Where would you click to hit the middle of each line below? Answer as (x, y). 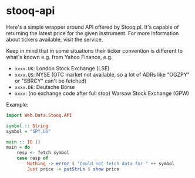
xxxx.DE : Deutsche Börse (45, 87)
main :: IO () (23, 142)
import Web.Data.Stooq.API (39, 115)
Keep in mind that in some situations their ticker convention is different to (95, 50)
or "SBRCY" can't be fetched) (51, 81)
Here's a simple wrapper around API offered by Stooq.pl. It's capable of (93, 27)
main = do (18, 148)
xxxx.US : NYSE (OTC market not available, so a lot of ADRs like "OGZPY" (102, 74)
